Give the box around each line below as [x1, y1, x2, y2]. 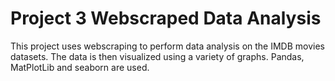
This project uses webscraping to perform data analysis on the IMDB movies [10, 40, 326, 52]
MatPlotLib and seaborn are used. [10, 61, 150, 73]
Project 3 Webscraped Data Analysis [10, 7, 322, 30]
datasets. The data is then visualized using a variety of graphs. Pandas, [10, 50, 305, 62]
